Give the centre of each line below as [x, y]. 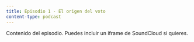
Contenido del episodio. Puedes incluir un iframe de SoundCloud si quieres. [97, 33]
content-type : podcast [34, 17]
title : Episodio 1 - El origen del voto [56, 11]
